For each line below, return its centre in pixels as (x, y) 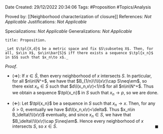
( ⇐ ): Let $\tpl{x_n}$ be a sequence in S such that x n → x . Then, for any (84, 104)
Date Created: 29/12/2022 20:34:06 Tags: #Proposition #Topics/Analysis (78, 7)
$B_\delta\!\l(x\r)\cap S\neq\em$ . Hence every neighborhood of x (78, 121)
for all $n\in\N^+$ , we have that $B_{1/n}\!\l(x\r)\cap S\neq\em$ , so (79, 81)
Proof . (11, 66)
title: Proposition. (26, 40)
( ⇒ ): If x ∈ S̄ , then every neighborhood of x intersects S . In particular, (82, 76)
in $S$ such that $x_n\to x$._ (37, 57)
